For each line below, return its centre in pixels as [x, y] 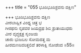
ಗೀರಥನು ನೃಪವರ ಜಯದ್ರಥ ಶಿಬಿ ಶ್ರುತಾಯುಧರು [39, 28]
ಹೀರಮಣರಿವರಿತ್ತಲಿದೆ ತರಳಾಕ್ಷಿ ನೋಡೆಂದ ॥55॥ [40, 45]
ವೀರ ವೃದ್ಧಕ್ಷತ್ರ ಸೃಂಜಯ [22, 34]
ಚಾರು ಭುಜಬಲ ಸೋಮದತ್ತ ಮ [28, 39]
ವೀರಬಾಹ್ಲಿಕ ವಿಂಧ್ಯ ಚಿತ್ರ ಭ [24, 23]
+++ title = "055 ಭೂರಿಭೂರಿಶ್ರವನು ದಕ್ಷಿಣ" [41, 7]
